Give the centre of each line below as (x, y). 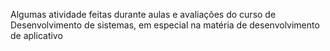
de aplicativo (36, 35)
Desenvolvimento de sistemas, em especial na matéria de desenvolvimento (165, 25)
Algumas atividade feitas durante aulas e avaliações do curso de (143, 14)
